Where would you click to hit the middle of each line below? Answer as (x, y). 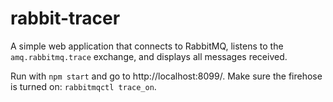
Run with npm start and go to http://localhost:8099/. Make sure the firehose (166, 76)
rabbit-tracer (65, 18)
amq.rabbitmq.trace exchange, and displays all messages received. (149, 56)
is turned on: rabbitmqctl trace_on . (83, 86)
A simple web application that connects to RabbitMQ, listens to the (147, 46)
